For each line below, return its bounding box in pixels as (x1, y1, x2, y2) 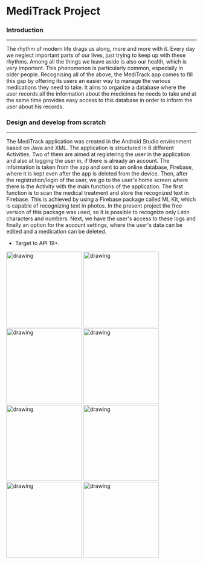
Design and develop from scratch (6, 118, 106, 126)
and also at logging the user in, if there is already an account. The (6, 157, 170, 164)
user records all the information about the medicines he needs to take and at (6, 90, 196, 97)
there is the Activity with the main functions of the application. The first (6, 183, 183, 190)
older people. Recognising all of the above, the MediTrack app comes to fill (6, 71, 193, 78)
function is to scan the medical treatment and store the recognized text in (6, 189, 189, 196)
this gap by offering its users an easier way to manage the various (6, 77, 171, 85)
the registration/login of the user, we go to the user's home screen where (6, 176, 188, 183)
